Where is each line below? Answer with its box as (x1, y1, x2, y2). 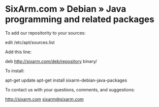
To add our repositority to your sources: (5, 30, 86, 36)
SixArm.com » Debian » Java (5, 3, 127, 15)
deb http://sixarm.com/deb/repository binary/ (5, 58, 97, 64)
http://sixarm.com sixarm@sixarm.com (5, 96, 84, 102)
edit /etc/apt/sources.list (5, 39, 55, 45)
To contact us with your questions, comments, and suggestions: (5, 86, 135, 92)
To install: (5, 67, 25, 74)
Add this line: (5, 49, 32, 55)
